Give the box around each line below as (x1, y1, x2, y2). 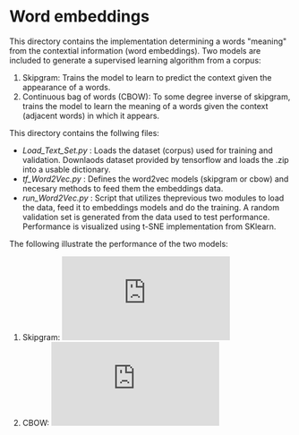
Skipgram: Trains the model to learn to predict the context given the (21, 72, 272, 82)
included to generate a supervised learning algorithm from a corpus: (9, 55, 261, 65)
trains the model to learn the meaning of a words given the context (21, 100, 269, 111)
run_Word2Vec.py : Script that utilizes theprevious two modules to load (21, 192, 285, 203)
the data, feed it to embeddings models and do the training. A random (21, 201, 280, 212)
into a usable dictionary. (21, 164, 111, 175)
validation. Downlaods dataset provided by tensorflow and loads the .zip (21, 154, 289, 165)
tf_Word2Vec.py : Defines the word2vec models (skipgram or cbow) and (21, 173, 289, 184)
